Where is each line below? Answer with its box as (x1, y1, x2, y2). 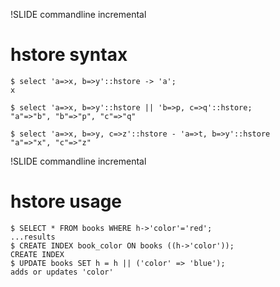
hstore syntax (10, 44, 128, 66)
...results (10, 232, 56, 242)
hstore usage (10, 190, 123, 213)
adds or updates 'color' (10, 267, 114, 277)
